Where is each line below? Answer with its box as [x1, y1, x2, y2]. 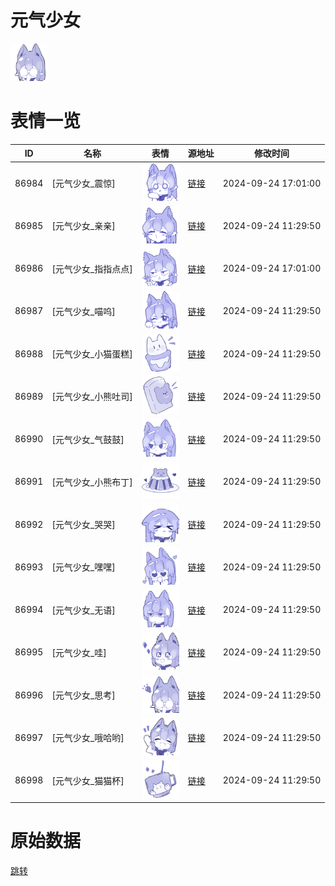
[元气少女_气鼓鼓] [51, 433, 125, 445]
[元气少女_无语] [51, 604, 116, 616]
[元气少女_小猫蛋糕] [51, 348, 133, 360]
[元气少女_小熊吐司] [51, 391, 133, 403]
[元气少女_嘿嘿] [51, 561, 116, 573]
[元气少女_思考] [51, 689, 116, 701]
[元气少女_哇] [51, 646, 107, 658]
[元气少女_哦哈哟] [51, 732, 125, 744]
